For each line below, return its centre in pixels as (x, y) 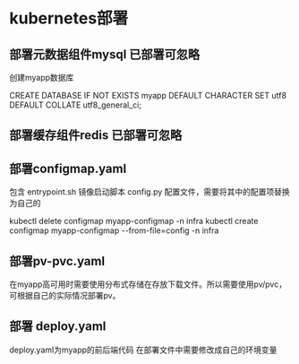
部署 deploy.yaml (58, 327)
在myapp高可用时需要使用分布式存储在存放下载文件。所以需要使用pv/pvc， (148, 284)
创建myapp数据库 (42, 78)
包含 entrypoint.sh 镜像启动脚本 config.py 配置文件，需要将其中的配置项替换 (150, 192)
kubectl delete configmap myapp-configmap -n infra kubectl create (134, 221)
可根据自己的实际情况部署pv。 (65, 296)
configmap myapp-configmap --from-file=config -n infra (114, 230)
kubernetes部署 (69, 18)
